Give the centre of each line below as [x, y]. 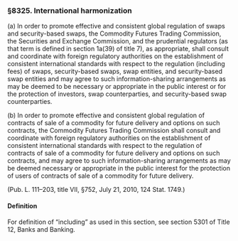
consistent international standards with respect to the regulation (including [116, 64]
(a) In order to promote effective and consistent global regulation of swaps [116, 26]
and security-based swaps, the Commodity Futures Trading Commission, [114, 33]
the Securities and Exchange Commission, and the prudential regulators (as [118, 41]
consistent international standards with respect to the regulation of [105, 146]
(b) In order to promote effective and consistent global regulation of [106, 115]
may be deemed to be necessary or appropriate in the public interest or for [117, 87]
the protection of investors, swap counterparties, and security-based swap [117, 94]
